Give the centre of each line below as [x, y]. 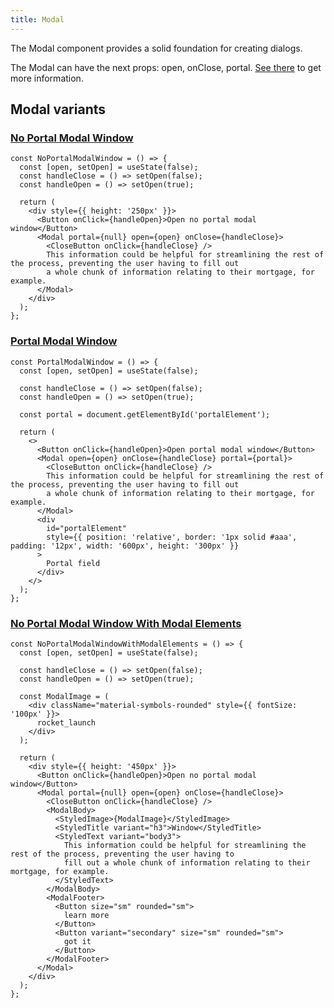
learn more [86, 915]
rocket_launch [66, 722]
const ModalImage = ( [64, 696]
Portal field [73, 563]
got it [77, 941]
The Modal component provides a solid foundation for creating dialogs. [156, 48]
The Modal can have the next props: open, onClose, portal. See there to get [166, 67]
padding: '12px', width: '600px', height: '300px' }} [125, 546]
